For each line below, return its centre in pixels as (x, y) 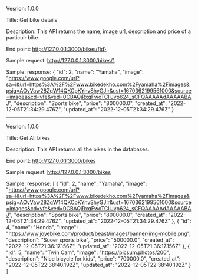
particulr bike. (23, 37)
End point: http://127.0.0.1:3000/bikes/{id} (56, 49)
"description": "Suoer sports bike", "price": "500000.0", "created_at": (90, 240)
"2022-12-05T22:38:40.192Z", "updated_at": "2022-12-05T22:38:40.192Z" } (99, 265)
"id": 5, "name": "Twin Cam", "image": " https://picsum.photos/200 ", (88, 252)
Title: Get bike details (32, 20)
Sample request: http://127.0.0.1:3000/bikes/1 (60, 60)
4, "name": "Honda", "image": (42, 227)
